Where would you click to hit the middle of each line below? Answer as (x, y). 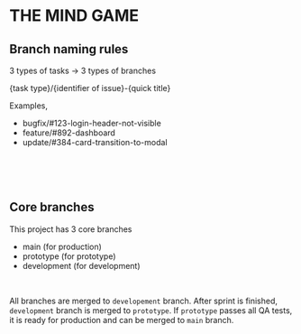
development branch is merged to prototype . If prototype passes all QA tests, (151, 310)
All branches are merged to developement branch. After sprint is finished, (143, 301)
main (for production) (62, 246)
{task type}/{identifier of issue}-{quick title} (90, 88)
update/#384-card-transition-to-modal (95, 142)
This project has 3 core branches (71, 229)
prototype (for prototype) (69, 256)
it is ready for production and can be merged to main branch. (122, 320)
